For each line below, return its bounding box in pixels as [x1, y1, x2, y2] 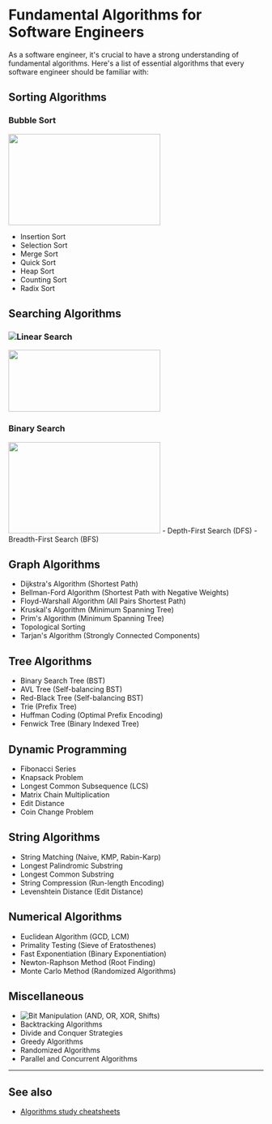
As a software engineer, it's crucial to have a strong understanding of [8, 49, 239, 59]
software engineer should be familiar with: [8, 66, 149, 76]
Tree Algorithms [8, 654, 92, 668]
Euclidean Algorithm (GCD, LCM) [19, 931, 130, 942]
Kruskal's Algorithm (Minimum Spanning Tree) [19, 605, 174, 615]
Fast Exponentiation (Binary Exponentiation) [19, 949, 168, 959]
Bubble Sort [8, 115, 57, 127]
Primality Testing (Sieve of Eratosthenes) [19, 940, 156, 950]
